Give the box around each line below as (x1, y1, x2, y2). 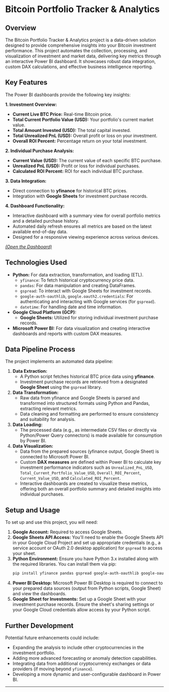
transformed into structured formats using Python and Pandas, (20, 400, 150, 406)
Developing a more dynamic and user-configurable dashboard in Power (12, 671, 161, 677)
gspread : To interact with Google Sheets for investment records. (20, 288, 152, 294)
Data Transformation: (12, 389, 59, 396)
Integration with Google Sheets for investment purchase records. (12, 193, 148, 199)
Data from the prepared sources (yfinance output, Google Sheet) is (20, 448, 159, 454)
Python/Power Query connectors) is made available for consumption (20, 432, 162, 439)
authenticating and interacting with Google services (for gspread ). (20, 298, 156, 304)
